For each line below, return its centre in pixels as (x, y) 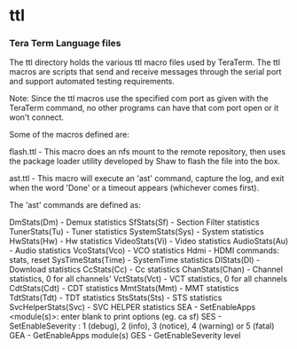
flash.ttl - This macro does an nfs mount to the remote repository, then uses (148, 152)
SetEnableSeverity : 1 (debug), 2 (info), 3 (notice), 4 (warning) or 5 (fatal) (142, 326)
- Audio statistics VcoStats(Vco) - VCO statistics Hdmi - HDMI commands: (145, 250)
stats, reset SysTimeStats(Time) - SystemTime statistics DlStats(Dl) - (134, 260)
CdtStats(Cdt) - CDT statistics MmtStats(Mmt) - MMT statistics (124, 289)
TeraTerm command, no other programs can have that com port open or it (144, 108)
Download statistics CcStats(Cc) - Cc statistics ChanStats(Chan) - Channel (146, 270)
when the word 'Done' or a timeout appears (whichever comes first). (134, 188)
